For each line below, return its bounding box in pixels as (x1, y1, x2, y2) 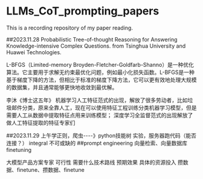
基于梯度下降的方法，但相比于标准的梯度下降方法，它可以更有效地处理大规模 (6, 76, 197, 83)
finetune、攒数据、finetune (16, 166, 85, 173)
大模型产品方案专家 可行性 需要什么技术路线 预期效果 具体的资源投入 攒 (6, 159, 183, 166)
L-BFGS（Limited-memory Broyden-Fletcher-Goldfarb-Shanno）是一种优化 (6, 61, 195, 68)
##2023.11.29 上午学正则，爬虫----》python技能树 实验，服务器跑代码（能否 (6, 131, 196, 139)
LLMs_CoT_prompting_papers (6, 4, 159, 18)
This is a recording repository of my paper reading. (6, 24, 133, 31)
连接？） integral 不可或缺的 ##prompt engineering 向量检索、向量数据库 (6, 139, 187, 146)
